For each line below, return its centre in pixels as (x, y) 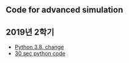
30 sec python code (40, 53)
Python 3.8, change (39, 47)
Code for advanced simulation (64, 10)
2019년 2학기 (30, 32)
